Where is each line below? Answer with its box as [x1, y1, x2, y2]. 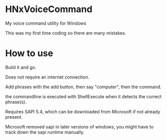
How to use [5, 48, 53, 59]
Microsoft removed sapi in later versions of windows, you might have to [5, 123, 154, 129]
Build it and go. [5, 64, 37, 70]
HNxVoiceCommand [5, 4, 92, 15]
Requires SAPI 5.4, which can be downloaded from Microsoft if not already [5, 108, 160, 114]
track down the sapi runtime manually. [5, 129, 85, 135]
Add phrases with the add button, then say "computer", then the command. [5, 84, 161, 90]
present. [5, 114, 23, 120]
